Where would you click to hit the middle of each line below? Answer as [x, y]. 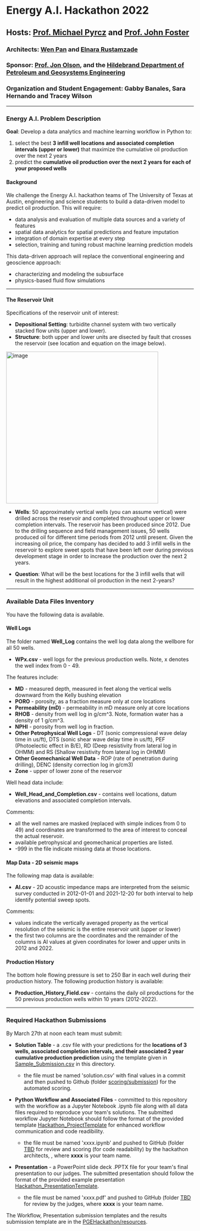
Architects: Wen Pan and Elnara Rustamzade [72, 49]
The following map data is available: [50, 875]
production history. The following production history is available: [85, 981]
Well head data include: [35, 782]
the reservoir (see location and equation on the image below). [90, 344]
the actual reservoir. [39, 836]
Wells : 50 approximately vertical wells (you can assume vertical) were [101, 512]
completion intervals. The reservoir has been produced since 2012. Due [102, 525]
